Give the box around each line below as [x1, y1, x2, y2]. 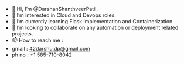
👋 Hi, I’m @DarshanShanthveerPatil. [11, 6, 98, 12]
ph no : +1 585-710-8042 [11, 51, 72, 58]
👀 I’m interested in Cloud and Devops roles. [11, 12, 116, 19]
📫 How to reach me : [11, 37, 63, 44]
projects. [11, 30, 33, 37]
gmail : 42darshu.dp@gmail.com [11, 45, 91, 52]
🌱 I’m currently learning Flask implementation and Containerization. [11, 18, 174, 24]
